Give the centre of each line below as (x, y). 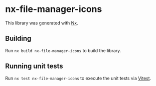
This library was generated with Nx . (42, 23)
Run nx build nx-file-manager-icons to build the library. (63, 50)
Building (18, 39)
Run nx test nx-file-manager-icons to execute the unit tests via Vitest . (78, 78)
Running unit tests (34, 66)
